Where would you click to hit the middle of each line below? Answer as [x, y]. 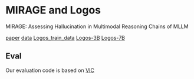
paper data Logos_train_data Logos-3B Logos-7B [65, 37]
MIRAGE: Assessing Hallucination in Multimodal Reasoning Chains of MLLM [97, 26]
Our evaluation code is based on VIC [50, 70]
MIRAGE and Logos [53, 10]
